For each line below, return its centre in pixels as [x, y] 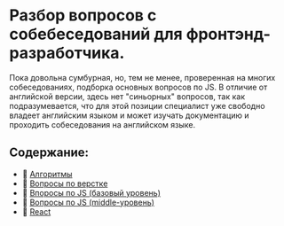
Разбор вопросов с [83, 16]
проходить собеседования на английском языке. [103, 124]
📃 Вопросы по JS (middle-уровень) [88, 202]
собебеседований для [96, 34]
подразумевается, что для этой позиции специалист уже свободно [137, 105]
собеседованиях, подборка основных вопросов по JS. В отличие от [138, 87]
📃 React [36, 211]
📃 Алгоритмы [47, 174]
